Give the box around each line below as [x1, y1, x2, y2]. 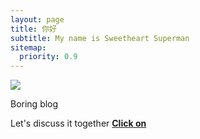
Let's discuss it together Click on [10, 117, 147, 130]
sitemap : [10, 42, 47, 53]
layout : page [10, 14, 65, 25]
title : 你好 [10, 24, 57, 34]
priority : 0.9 [19, 52, 78, 62]
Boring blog [10, 98, 59, 110]
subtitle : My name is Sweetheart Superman [10, 33, 190, 43]
